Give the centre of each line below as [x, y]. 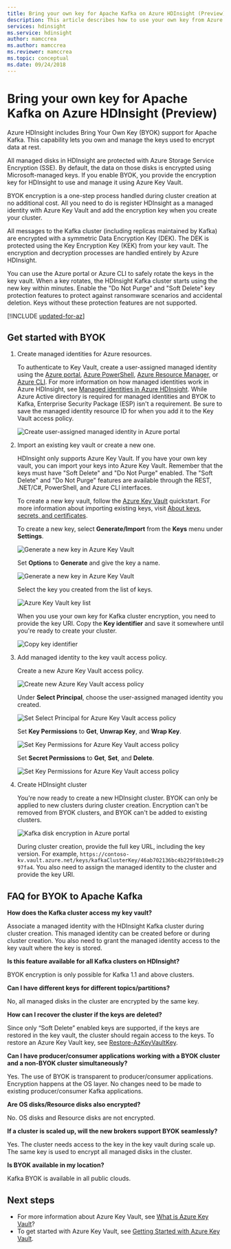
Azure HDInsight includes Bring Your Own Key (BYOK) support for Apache [112, 132]
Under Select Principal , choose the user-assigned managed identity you [120, 697]
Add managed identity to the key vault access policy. [92, 658]
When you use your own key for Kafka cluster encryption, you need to [116, 616]
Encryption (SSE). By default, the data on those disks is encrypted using [109, 167]
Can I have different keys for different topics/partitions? [89, 988]
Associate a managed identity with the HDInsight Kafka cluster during [106, 926]
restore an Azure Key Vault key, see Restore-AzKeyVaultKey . [92, 1043]
